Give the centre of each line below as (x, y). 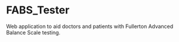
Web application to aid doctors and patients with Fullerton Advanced (90, 26)
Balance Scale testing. (33, 32)
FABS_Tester (38, 10)
